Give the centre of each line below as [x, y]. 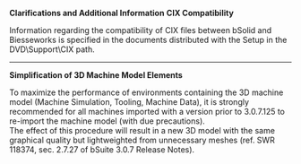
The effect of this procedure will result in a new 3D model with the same [142, 130]
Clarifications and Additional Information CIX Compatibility [122, 13]
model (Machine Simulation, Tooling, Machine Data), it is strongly [129, 102]
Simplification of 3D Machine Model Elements [96, 75]
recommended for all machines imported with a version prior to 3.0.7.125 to [147, 112]
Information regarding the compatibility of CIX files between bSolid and [141, 30]
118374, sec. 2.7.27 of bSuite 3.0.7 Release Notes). [102, 150]
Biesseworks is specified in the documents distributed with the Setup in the [148, 40]
